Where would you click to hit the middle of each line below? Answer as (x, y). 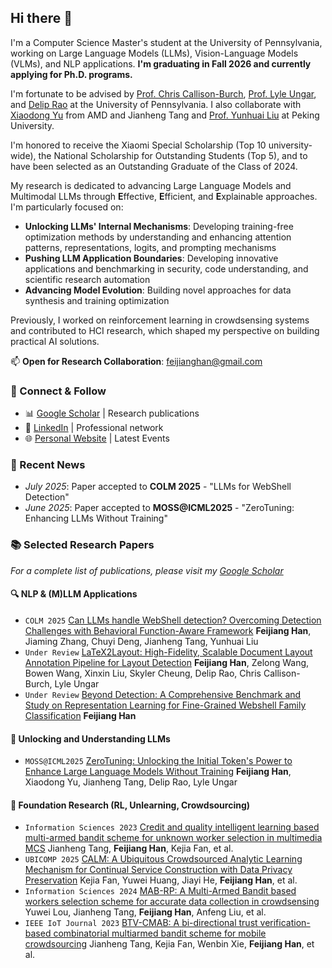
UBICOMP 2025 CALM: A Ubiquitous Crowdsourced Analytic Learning (163, 859)
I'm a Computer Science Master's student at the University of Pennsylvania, (166, 42)
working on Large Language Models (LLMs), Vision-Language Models (154, 53)
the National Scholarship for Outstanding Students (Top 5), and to (173, 155)
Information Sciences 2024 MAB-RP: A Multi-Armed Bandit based (160, 891)
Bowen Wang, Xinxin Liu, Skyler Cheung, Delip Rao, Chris (143, 673)
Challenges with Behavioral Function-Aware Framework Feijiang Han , (168, 630)
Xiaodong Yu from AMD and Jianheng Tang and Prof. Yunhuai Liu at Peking (165, 115)
